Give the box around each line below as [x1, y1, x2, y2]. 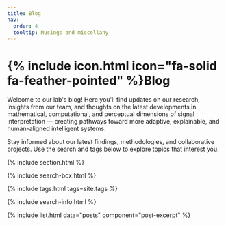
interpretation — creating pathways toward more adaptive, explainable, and [7, 117, 220, 126]
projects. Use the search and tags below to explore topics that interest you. [7, 145, 219, 154]
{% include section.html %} [7, 158, 85, 167]
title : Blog [7, 10, 41, 17]
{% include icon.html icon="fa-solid [7, 59, 217, 74]
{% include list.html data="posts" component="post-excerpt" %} [7, 211, 191, 219]
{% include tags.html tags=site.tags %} [7, 185, 118, 193]
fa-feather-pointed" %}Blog [7, 73, 171, 89]
